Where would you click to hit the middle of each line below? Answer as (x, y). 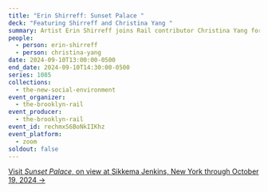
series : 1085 (30, 75)
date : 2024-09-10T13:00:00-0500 (62, 61)
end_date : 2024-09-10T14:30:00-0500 (69, 68)
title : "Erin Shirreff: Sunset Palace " (77, 16)
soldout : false (33, 149)
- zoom (26, 141)
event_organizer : (37, 97)
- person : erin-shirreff (57, 45)
